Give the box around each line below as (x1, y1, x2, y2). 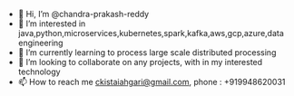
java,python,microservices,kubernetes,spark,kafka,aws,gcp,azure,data (17, 28, 284, 38)
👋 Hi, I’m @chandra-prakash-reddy (17, 9, 150, 19)
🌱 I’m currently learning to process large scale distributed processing (17, 47, 277, 58)
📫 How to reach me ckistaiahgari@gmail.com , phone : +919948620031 (17, 77, 286, 87)
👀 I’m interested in (17, 18, 86, 29)
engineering (17, 37, 64, 48)
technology (17, 66, 61, 77)
